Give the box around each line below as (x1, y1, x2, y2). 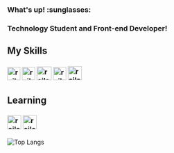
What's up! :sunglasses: (7, 5, 92, 15)
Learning (7, 94, 47, 106)
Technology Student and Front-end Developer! (7, 23, 168, 33)
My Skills (7, 45, 48, 57)
